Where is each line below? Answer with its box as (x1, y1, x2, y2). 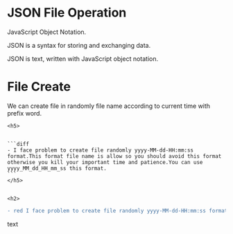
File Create (7, 79, 71, 95)
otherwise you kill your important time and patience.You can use (7, 159, 203, 165)
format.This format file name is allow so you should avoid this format (7, 152, 222, 160)
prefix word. (7, 109, 42, 117)
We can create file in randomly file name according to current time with (7, 102, 210, 110)
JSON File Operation (7, 5, 127, 21)
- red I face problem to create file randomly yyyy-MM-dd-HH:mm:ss (7, 207, 207, 214)
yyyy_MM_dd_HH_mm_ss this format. (7, 165, 107, 172)
